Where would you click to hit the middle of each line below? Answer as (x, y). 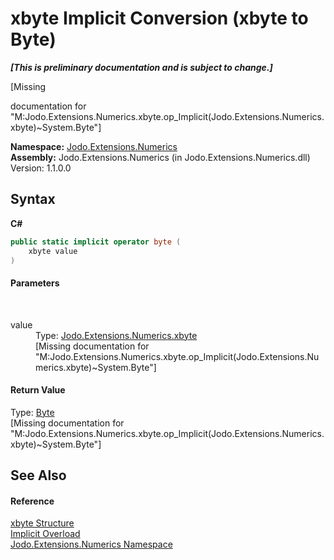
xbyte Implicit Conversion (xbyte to (159, 18)
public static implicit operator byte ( (96, 242)
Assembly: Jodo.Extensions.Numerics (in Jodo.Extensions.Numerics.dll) (160, 157)
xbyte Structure (42, 523)
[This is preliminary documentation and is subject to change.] (141, 67)
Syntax (33, 199)
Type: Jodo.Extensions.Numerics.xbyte (116, 335)
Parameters (35, 283)
